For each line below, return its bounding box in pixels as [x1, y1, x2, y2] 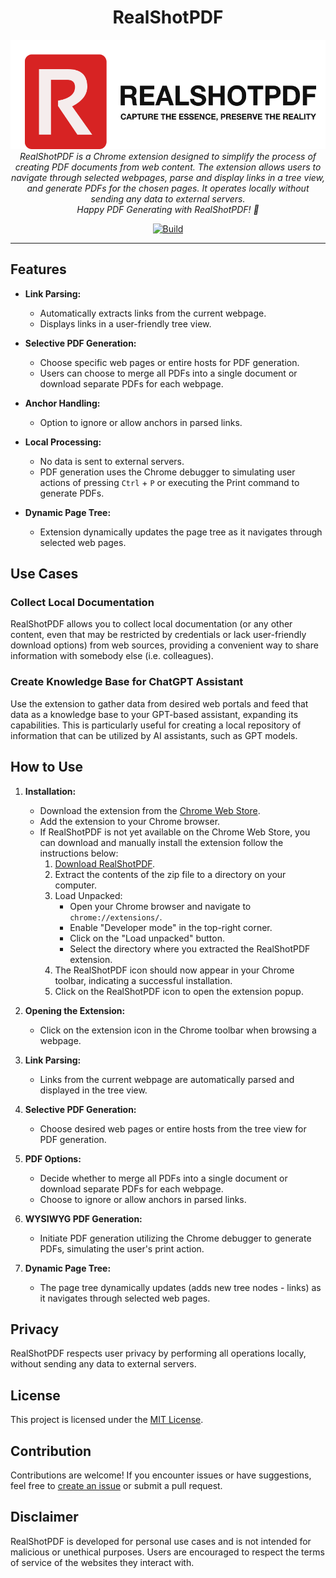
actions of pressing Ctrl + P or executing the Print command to [39, 476, 300, 488]
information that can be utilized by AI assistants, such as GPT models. [10, 729, 298, 741]
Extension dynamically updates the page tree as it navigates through [39, 526, 323, 538]
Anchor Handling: [24, 397, 101, 409]
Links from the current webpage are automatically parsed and [39, 1073, 295, 1085]
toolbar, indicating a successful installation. [54, 974, 233, 986]
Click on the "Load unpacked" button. [69, 932, 225, 944]
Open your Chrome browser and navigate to [69, 900, 252, 912]
